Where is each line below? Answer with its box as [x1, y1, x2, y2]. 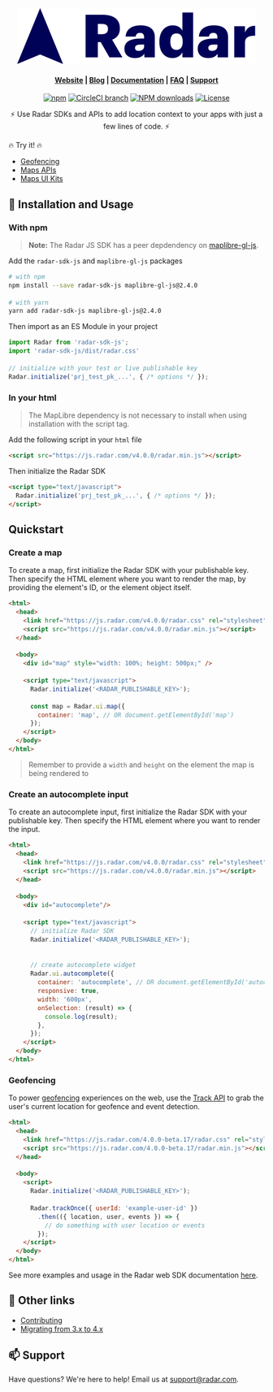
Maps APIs [19, 165, 57, 175]
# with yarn [8, 298, 49, 306]
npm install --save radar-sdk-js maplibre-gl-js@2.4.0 [8, 281, 198, 289]
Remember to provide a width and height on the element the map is [28, 760, 254, 770]
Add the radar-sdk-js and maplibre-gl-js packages [8, 256, 183, 266]
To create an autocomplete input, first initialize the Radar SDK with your [8, 807, 248, 817]
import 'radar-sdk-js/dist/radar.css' [8, 347, 140, 355]
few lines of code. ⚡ [102, 122, 171, 132]
